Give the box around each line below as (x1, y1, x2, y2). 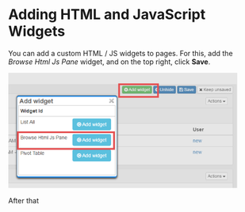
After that (8, 195, 40, 205)
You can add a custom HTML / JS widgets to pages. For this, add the (8, 48, 233, 58)
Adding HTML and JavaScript (8, 6, 206, 24)
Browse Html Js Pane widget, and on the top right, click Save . (8, 57, 211, 66)
